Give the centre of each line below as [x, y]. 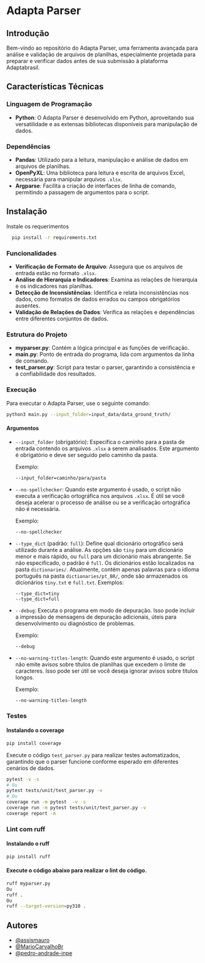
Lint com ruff [26, 829]
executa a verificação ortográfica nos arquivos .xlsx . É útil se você [100, 496]
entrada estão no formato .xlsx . [56, 273]
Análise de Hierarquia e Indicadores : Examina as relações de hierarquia [106, 279]
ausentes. [28, 305]
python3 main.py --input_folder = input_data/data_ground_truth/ [89, 414]
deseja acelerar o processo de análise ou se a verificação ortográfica [103, 502]
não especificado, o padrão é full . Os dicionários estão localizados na [105, 563]
